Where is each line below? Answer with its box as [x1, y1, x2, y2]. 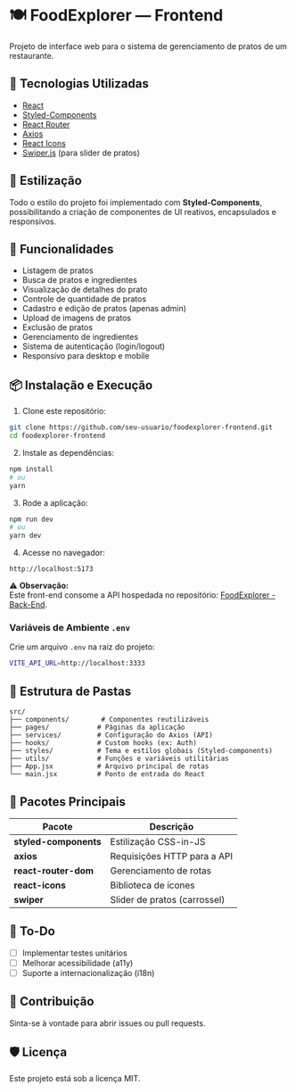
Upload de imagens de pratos [21, 312, 132, 324]
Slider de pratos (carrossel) [110, 893, 226, 906]
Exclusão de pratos [21, 322, 94, 333]
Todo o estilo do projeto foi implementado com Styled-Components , [9, 196, 263, 208]
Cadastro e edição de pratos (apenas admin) [21, 303, 187, 314]
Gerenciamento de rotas [110, 864, 212, 877]
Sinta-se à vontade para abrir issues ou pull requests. [9, 1017, 206, 1029]
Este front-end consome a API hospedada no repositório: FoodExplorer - [9, 590, 276, 600]
